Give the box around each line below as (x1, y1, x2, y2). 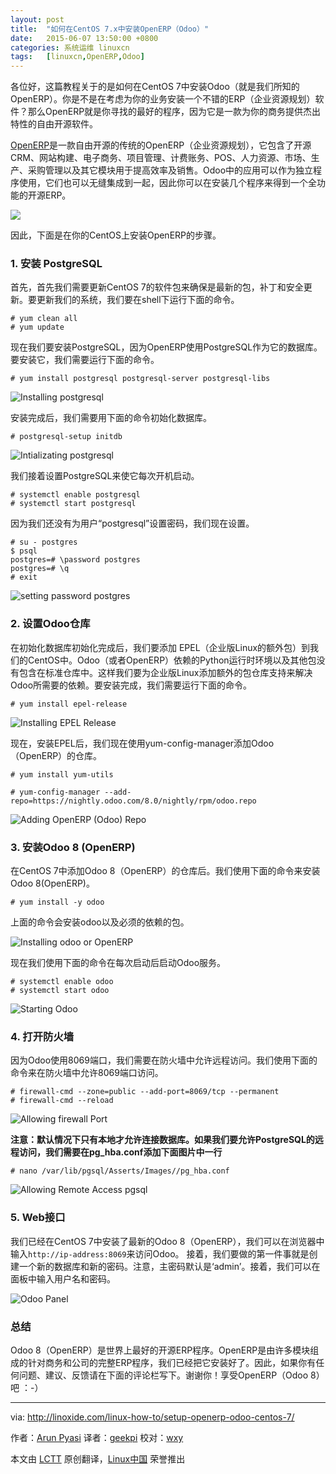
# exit (10, 572, 38, 583)
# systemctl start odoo (10, 986, 110, 996)
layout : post (10, 14, 65, 25)
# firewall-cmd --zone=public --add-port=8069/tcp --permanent (10, 1087, 280, 1097)
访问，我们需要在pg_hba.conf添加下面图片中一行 (18, 1146, 223, 1158)
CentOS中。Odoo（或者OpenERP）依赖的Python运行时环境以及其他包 (27, 654, 317, 666)
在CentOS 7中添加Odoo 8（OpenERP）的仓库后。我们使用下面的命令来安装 (10, 865, 321, 877)
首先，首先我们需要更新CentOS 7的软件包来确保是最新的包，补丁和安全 (10, 281, 304, 293)
